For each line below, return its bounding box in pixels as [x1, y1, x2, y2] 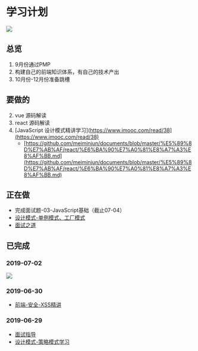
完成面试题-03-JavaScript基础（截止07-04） [14, 206, 125, 214]
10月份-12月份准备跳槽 [14, 76, 70, 83]
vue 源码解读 [14, 111, 47, 119]
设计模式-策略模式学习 [14, 338, 70, 345]
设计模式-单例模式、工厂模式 [14, 214, 86, 221]
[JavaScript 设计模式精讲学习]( [14, 126, 90, 134]
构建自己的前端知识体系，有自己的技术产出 [14, 68, 120, 75]
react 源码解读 [14, 119, 51, 126]
